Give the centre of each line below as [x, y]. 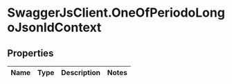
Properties [30, 53]
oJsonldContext [54, 27]
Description [81, 73]
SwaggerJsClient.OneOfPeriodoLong [116, 13]
